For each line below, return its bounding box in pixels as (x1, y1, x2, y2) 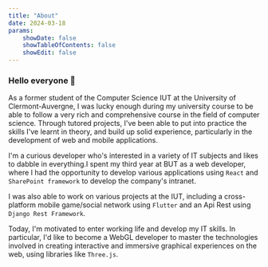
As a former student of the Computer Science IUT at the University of (8, 93, 237, 103)
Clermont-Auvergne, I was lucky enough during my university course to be (8, 101, 254, 112)
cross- (224, 192, 246, 202)
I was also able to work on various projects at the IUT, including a (8, 192, 223, 202)
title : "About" (8, 11, 59, 20)
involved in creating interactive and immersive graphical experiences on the (8, 241, 258, 251)
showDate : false (22, 33, 77, 42)
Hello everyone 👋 (8, 75, 76, 86)
